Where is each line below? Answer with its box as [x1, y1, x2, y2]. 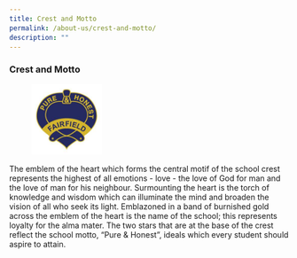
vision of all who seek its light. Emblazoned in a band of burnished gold [9, 200, 270, 212]
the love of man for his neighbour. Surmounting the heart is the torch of [9, 182, 270, 192]
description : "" [9, 33, 69, 42]
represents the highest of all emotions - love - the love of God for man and [9, 173, 281, 184]
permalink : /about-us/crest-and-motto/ [9, 23, 157, 33]
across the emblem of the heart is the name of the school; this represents [9, 210, 277, 221]
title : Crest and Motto [9, 14, 98, 23]
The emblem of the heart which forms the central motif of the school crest [9, 163, 281, 174]
